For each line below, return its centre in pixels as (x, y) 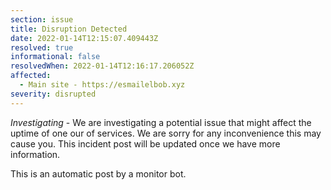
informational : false (55, 57)
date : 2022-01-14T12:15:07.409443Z (84, 38)
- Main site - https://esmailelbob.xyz (102, 85)
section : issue (42, 19)
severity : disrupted (53, 94)
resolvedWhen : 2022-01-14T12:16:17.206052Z (102, 66)
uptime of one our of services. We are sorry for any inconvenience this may (166, 133)
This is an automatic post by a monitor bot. (98, 173)
